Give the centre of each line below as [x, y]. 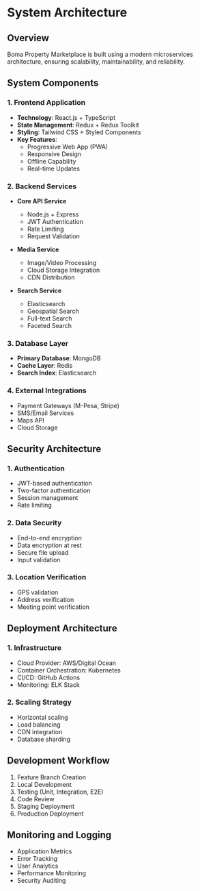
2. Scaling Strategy [39, 702]
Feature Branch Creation [52, 777]
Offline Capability [52, 161]
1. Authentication [36, 468]
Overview [28, 38]
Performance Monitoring [52, 873]
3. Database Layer [38, 343]
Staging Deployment [46, 806]
